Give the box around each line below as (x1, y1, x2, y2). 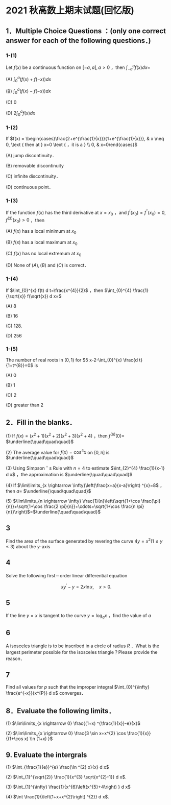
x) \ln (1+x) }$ (24, 736, 53, 742)
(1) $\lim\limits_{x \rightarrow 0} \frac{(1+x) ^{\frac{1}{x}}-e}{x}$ (6, 720, 141, 726)
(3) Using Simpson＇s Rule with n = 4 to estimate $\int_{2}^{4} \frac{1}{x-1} (6, 465, 165, 471)
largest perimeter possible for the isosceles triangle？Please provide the (6, 649, 158, 655)
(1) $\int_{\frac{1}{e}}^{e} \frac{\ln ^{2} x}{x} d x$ (6, 764, 109, 770)
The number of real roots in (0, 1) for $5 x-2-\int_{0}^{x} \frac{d (6, 357, 138, 363)
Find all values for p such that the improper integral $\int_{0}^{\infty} (6, 684, 150, 690)
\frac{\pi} (141, 498, 161, 504)
